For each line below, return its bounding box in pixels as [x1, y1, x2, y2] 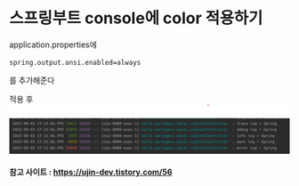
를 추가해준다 [9, 75, 55, 85]
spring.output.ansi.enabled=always [9, 58, 141, 67]
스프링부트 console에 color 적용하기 [9, 8, 263, 28]
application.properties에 [9, 39, 98, 50]
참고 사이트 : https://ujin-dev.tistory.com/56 [9, 166, 173, 178]
